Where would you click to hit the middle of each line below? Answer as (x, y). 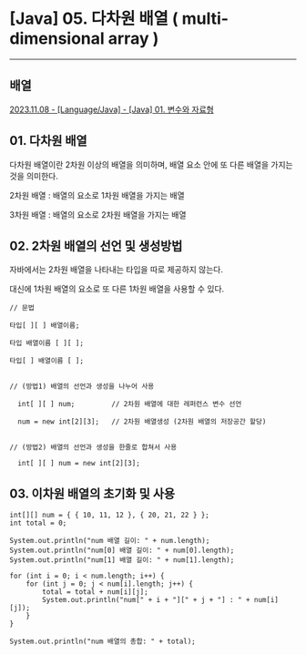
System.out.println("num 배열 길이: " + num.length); (110, 541)
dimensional (57, 39)
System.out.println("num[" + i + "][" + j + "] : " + (146, 600)
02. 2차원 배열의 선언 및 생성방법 (96, 246)
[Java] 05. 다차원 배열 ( (94, 19)
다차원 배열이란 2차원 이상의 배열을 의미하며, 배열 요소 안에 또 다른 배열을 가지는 (151, 164)
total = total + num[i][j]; (95, 592)
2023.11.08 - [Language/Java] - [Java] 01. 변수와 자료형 (112, 109)
